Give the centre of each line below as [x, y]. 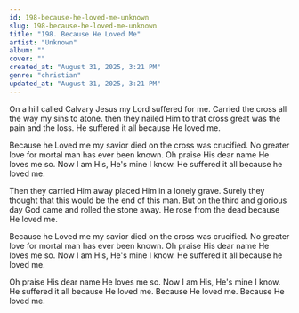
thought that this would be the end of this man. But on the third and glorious [148, 200]
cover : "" [28, 59]
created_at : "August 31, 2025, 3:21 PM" [85, 68]
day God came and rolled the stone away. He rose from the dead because [145, 209]
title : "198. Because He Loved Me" [75, 34]
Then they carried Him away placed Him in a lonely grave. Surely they [137, 190]
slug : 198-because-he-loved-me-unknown [83, 26]
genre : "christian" [45, 76]
